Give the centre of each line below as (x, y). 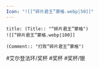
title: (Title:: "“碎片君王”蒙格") (47, 29)
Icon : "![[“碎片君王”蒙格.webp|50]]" (50, 11)
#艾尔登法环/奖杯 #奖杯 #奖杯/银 (46, 58)
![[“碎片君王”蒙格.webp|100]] (41, 35)
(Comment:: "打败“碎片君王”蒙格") (45, 46)
